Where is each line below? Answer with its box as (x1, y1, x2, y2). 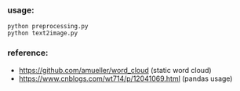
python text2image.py (7, 29, 78, 38)
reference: (7, 48, 49, 59)
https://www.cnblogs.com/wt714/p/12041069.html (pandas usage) (18, 74, 233, 83)
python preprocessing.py (7, 23, 89, 31)
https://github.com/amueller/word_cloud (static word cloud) (18, 65, 213, 75)
